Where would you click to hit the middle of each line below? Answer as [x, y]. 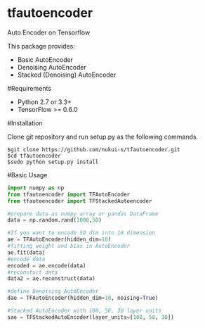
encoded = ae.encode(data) [47, 265]
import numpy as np [36, 188]
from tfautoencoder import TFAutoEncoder [69, 194]
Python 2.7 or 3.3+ [45, 102]
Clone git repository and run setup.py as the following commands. [103, 137]
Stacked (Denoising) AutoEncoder [67, 75]
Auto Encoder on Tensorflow [49, 32]
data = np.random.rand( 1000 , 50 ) [54, 220]
